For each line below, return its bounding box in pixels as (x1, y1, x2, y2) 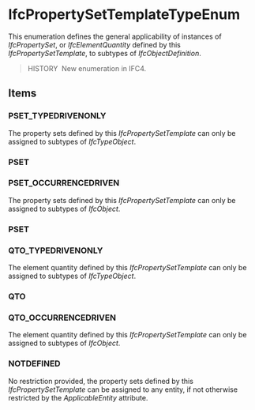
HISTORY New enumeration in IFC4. (27, 63, 147, 73)
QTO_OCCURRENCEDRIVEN (8, 312, 117, 323)
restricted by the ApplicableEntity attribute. (8, 393, 148, 402)
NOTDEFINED (8, 358, 61, 369)
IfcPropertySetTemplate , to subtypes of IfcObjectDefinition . (8, 48, 201, 58)
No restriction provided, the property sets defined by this (8, 376, 193, 386)
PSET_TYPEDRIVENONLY (8, 111, 107, 122)
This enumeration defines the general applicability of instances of (8, 32, 223, 41)
